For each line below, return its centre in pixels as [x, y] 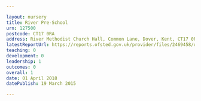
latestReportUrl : [28, 45]
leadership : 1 [24, 61]
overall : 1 [20, 72]
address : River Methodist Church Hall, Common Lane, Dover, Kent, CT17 [97, 39]
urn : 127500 [21, 28]
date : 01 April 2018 [32, 78]
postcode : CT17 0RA [31, 33]
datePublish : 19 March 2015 [41, 84]
